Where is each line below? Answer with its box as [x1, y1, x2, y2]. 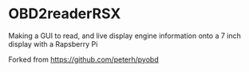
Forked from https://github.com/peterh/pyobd [8, 55, 159, 64]
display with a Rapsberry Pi [8, 39, 98, 48]
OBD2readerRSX [8, 5, 121, 23]
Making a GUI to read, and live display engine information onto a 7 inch [8, 31, 241, 40]
